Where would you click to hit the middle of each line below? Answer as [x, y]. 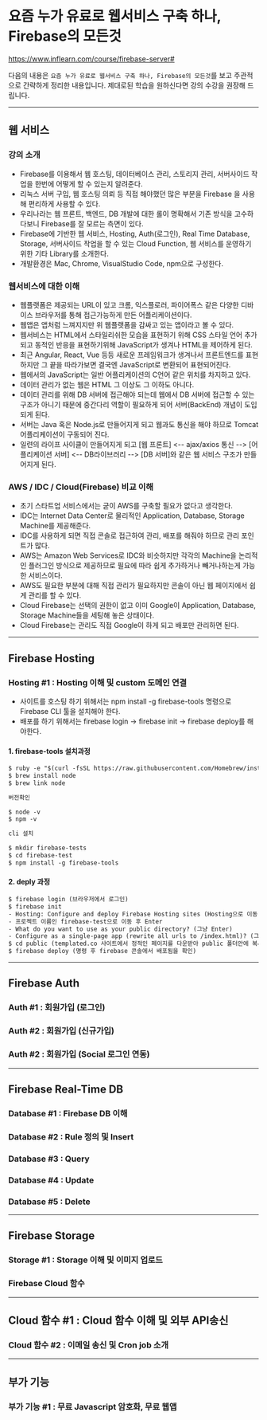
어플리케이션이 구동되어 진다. [64, 434]
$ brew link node [37, 783]
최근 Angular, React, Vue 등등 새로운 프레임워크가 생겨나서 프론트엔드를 [132, 355]
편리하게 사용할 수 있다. [64, 203]
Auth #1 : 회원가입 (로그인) [57, 1007]
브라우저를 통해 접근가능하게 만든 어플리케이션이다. [113, 315]
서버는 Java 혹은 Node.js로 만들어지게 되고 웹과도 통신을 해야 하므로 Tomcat [139, 424]
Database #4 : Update [51, 1180]
